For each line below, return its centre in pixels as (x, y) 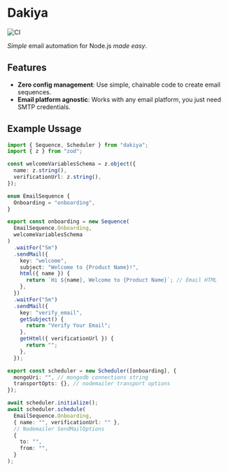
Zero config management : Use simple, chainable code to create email (119, 85)
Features (27, 68)
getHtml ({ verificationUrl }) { (67, 339)
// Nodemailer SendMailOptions (59, 429)
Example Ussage (44, 129)
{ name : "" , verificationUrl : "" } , (67, 422)
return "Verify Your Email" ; (68, 326)
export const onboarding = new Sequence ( (69, 222)
